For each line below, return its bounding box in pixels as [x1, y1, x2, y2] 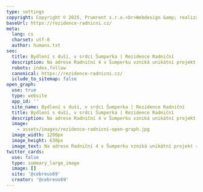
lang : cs [11, 31, 34, 37]
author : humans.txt [11, 43, 61, 49]
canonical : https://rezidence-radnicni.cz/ [11, 70, 123, 76]
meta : [6, 25, 20, 32]
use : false [11, 154, 39, 160]
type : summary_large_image [11, 160, 80, 166]
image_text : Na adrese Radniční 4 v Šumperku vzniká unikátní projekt [11, 143, 193, 149]
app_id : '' [11, 98, 39, 104]
